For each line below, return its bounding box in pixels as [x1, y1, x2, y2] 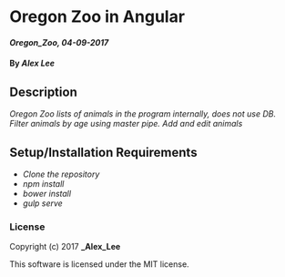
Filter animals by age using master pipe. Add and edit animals [9, 118, 243, 129]
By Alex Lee [9, 57, 56, 69]
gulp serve [22, 198, 64, 209]
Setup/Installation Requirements [9, 144, 198, 160]
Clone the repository [22, 169, 100, 180]
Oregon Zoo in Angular [9, 6, 185, 27]
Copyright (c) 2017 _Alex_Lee [9, 241, 121, 252]
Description [9, 84, 77, 99]
